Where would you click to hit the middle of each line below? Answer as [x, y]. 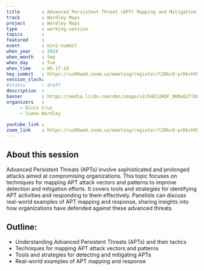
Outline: [22, 227]
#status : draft [34, 85]
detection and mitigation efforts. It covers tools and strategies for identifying [102, 189]
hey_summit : [25, 74]
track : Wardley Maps [43, 18]
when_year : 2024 [32, 52]
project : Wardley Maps [43, 23]
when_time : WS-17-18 [38, 68]
